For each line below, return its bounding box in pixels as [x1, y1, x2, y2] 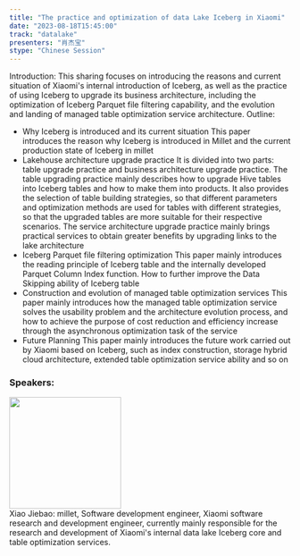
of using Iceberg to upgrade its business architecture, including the [9, 90, 256, 101]
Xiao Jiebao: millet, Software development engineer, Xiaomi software [9, 509, 263, 519]
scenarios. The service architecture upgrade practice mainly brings [21, 221, 271, 232]
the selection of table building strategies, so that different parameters [21, 193, 278, 204]
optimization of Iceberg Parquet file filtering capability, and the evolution [9, 99, 275, 110]
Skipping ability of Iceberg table [21, 278, 140, 289]
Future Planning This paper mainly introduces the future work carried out [21, 335, 291, 346]
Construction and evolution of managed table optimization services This [21, 288, 287, 299]
